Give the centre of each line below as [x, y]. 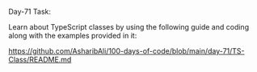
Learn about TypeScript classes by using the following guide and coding [128, 27]
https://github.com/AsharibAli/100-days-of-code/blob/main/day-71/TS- [126, 51]
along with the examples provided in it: [73, 36]
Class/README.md [40, 60]
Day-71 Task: [29, 12]
